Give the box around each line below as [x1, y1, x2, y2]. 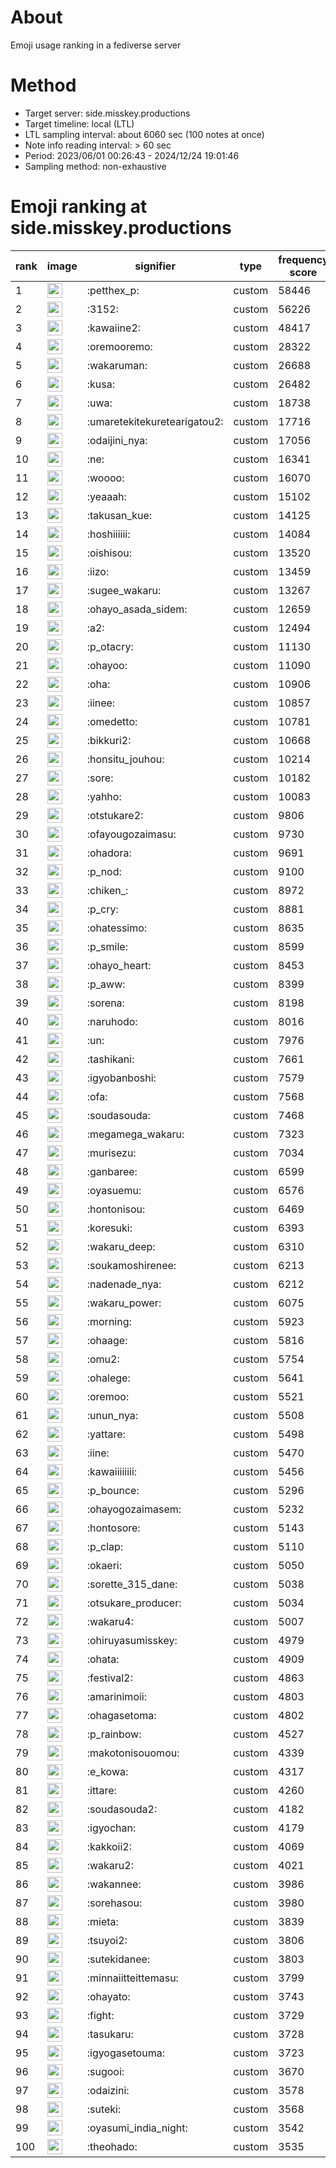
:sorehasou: [86, 1896, 143, 1910]
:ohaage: [86, 1333, 128, 1347]
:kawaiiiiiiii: [86, 1464, 138, 1478]
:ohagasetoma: [86, 1708, 157, 1722]
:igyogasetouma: [86, 2046, 165, 2060]
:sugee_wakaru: [86, 583, 162, 597]
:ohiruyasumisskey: [86, 1633, 178, 1647]
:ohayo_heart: [86, 958, 152, 972]
